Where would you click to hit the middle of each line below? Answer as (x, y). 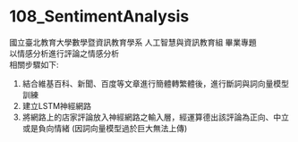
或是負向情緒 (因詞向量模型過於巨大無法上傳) (105, 128)
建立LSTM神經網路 (57, 105)
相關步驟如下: (34, 64)
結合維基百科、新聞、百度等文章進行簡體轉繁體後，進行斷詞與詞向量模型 (155, 83)
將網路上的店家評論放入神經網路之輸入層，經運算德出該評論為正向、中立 (155, 117)
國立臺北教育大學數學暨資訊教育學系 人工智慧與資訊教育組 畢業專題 (133, 42)
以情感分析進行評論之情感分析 (64, 53)
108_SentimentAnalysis (99, 17)
